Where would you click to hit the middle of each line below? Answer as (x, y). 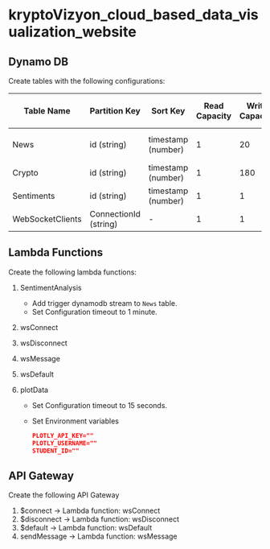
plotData (34, 390)
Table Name (47, 111)
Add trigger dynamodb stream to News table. (105, 303)
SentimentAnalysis (51, 287)
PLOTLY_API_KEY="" (63, 435)
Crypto (25, 173)
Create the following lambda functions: (72, 272)
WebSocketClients (47, 219)
